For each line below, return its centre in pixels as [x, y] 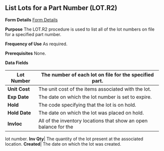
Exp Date [18, 97]
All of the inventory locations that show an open [93, 120]
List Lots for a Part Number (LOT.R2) [61, 8]
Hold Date [19, 113]
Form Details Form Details [31, 19]
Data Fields [17, 62]
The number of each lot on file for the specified [98, 75]
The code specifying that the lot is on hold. [87, 105]
